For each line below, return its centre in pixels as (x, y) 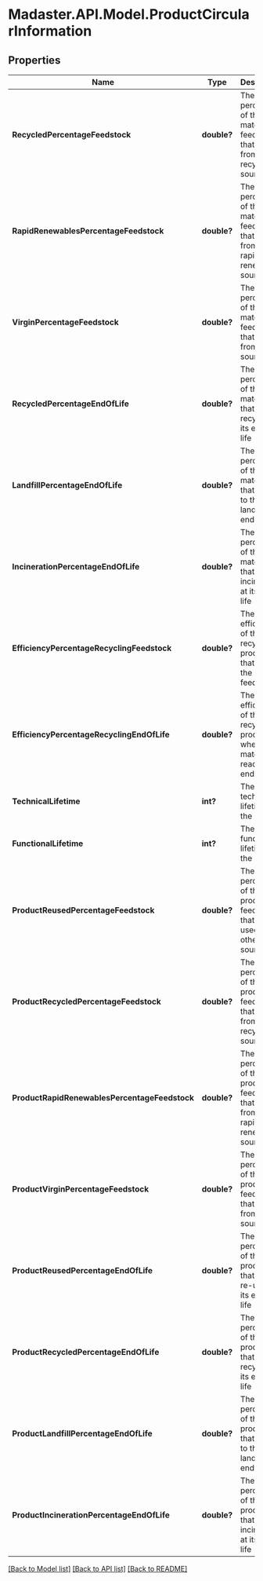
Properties (34, 60)
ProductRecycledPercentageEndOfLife (86, 1352)
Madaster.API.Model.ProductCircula (129, 15)
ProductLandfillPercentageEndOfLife (82, 1433)
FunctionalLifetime (48, 844)
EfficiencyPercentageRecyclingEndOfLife (91, 734)
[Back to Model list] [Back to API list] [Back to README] (98, 1569)
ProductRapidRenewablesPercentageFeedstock (103, 1098)
